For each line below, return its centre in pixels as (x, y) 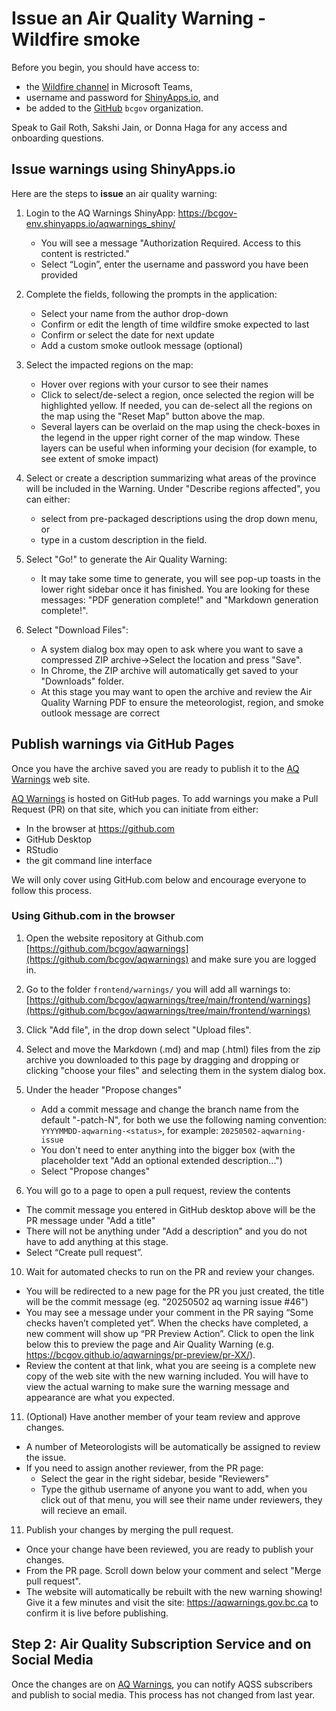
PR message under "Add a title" (90, 1220)
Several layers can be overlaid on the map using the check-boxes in (180, 426)
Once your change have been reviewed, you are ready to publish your (169, 1549)
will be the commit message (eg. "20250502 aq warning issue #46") (167, 1301)
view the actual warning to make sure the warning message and (157, 1386)
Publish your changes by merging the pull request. (129, 1529)
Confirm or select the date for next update (127, 334)
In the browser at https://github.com (100, 828)
